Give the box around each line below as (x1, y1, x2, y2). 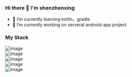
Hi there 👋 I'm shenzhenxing (5, 4, 75, 11)
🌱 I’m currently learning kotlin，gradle (12, 16, 91, 22)
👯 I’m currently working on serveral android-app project (12, 22, 127, 28)
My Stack (5, 34, 29, 41)
